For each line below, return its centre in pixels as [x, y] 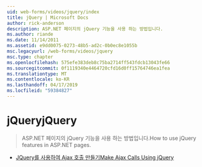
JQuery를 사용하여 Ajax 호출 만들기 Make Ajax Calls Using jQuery [95, 157]
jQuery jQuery [42, 121]
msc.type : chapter [30, 57]
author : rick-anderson [35, 23]
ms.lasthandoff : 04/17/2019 [42, 85]
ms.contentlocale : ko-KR [38, 79]
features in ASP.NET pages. [56, 145]
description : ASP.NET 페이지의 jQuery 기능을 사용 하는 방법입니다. [85, 29]
